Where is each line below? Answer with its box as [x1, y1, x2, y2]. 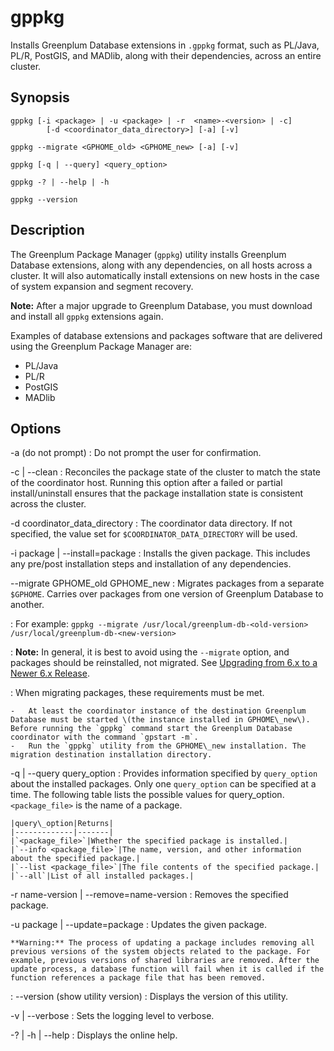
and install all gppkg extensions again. [10, 310, 164, 322]
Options [10, 420, 62, 437]
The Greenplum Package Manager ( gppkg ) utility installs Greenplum [10, 248, 287, 260]
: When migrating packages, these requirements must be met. [10, 687, 265, 699]
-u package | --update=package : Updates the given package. [10, 919, 267, 931]
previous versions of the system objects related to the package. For [10, 947, 311, 957]
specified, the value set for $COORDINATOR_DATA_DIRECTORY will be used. [10, 528, 298, 540]
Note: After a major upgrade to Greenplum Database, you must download [10, 299, 313, 311]
